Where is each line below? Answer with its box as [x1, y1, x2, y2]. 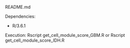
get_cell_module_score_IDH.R [5, 37, 65, 43]
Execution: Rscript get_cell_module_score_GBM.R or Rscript [5, 32, 126, 38]
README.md [5, 4, 31, 10]
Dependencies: [5, 14, 36, 19]
